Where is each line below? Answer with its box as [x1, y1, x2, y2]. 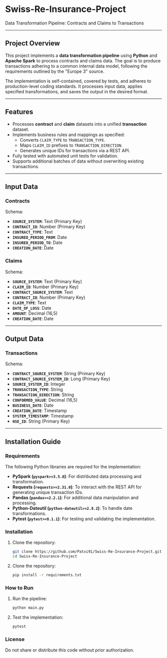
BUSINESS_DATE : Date [12, 403, 54, 409]
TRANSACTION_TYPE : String [12, 387, 63, 393]
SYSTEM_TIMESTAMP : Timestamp [12, 413, 74, 419]
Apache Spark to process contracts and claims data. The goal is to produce [5, 57, 161, 63]
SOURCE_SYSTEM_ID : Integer [12, 381, 66, 387]
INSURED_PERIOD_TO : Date [12, 239, 63, 245]
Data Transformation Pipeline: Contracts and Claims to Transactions [5, 20, 144, 26]
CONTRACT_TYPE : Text [12, 229, 53, 235]
